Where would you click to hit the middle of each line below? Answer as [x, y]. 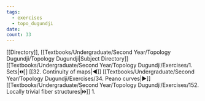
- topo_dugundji [33, 23]
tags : [13, 12]
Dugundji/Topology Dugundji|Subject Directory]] [68, 59]
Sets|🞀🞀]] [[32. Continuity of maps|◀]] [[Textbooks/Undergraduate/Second [100, 72]
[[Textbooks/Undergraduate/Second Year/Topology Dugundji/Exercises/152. [103, 85]
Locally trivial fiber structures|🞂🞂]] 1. [51, 92]
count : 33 [19, 35]
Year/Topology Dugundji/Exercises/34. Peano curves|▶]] [79, 79]
